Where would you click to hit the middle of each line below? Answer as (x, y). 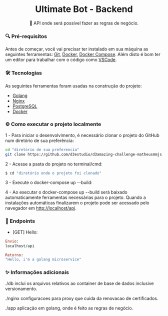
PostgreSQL (25, 106)
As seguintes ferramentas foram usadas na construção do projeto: (73, 85)
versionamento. (21, 288)
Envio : (12, 241)
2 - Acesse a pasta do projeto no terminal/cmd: (54, 164)
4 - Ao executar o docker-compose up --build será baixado (66, 192)
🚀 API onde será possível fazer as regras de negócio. (84, 23)
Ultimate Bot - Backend (84, 9)
